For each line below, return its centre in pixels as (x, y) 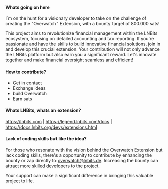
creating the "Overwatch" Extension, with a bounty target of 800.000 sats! (82, 24)
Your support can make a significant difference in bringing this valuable (79, 175)
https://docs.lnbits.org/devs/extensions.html (51, 127)
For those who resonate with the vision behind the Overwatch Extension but (84, 150)
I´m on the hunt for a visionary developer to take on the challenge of (76, 18)
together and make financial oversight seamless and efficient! (69, 60)
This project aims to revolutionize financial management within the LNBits (81, 33)
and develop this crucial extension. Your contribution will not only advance (82, 49)
